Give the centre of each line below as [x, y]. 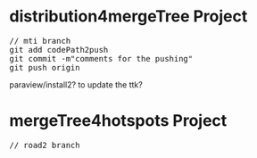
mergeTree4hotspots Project [118, 121]
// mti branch [40, 41]
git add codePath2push [59, 50]
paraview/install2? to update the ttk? [76, 84]
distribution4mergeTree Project [128, 17]
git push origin [45, 67]
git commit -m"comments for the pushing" [101, 58]
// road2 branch [45, 145]
